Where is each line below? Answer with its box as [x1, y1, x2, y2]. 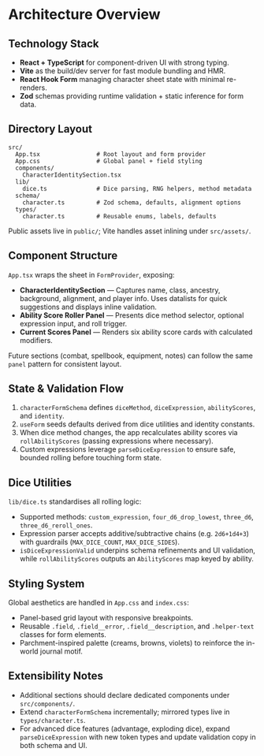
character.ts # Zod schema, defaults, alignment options [22, 199, 242, 207]
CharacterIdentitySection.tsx [22, 171, 122, 179]
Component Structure [8, 249, 118, 263]
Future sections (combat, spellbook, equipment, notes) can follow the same [8, 351, 254, 360]
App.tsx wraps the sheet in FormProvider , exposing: [8, 270, 175, 279]
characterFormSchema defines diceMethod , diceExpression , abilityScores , [19, 403, 256, 412]
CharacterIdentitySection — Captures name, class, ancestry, [19, 285, 221, 295]
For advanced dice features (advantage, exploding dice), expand [19, 724, 230, 733]
